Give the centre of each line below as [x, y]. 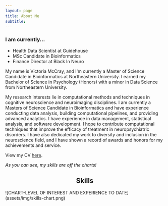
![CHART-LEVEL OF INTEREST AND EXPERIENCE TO [60, 193]
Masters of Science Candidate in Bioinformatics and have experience [77, 108]
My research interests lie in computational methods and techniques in [78, 97]
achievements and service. [33, 145]
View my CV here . [24, 155]
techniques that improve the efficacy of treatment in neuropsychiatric [77, 129]
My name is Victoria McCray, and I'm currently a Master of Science [75, 71]
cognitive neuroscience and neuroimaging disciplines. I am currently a [78, 102]
